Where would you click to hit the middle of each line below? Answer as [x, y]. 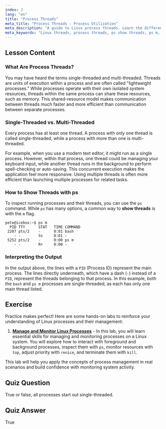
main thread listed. [24, 289]
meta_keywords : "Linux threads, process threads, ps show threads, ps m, [83, 33]
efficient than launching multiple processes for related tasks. [67, 180]
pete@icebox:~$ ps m [26, 223]
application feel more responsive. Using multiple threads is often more [77, 174]
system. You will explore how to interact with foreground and [74, 342]
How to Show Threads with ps [42, 192]
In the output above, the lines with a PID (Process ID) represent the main [78, 268]
